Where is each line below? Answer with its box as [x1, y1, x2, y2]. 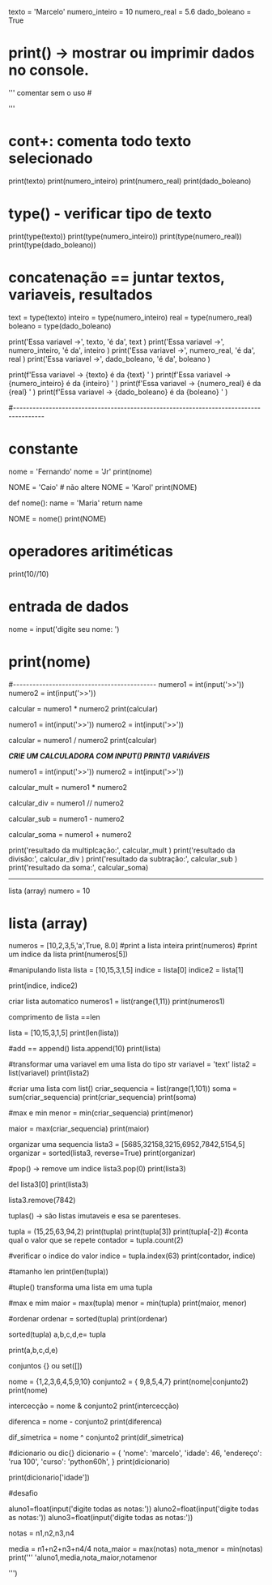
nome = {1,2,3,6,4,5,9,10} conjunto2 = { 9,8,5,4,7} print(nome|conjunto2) [8, 1377, 249, 1386]
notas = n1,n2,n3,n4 [8, 1528, 74, 1538]
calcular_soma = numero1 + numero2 [8, 829, 132, 839]
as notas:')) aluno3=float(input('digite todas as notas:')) [8, 1513, 193, 1523]
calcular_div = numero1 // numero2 [8, 798, 125, 808]
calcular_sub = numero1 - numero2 [8, 814, 125, 823]
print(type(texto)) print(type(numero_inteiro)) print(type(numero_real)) [8, 231, 243, 241]
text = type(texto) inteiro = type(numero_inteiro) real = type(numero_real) [8, 312, 253, 322]
